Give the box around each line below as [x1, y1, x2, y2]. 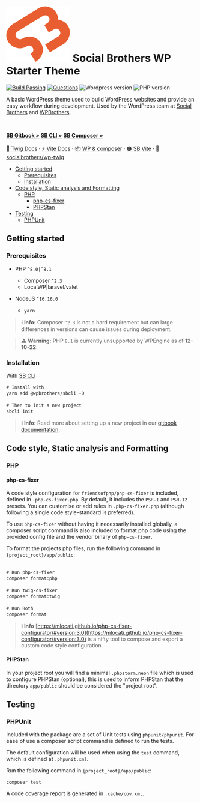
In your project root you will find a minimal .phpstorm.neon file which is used [6, 669, 194, 676]
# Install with [6, 384, 44, 390]
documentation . [20, 426, 60, 433]
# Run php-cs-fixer [6, 569, 55, 576]
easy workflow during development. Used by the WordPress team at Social [6, 102, 192, 109]
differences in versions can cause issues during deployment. [20, 325, 172, 333]
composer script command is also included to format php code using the [6, 527, 186, 534]
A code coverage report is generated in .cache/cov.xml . [6, 790, 144, 797]
